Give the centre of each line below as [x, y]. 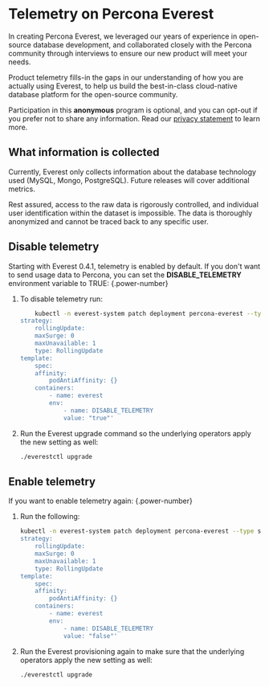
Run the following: [50, 517]
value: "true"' [88, 418]
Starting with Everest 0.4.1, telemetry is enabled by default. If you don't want [134, 266]
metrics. [22, 189]
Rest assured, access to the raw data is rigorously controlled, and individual [134, 204]
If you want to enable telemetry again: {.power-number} [100, 501]
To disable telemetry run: [61, 299]
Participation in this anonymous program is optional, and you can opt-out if [133, 110]
